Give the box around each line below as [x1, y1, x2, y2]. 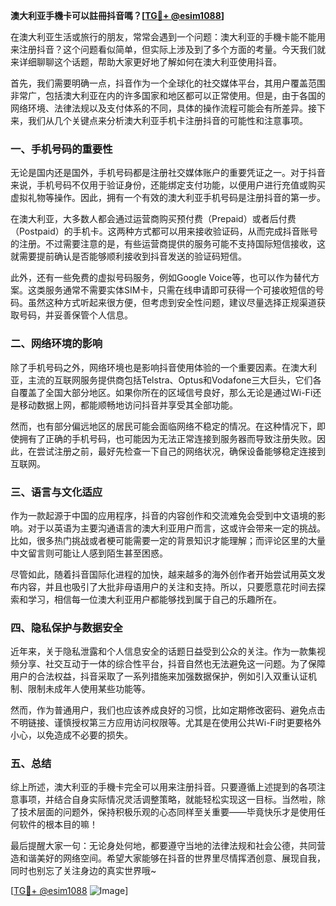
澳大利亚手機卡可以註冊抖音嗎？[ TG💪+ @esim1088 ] [10, 10, 225, 21]
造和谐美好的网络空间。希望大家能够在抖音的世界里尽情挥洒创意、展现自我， [10, 852, 326, 864]
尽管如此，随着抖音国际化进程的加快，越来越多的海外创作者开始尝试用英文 [10, 568, 317, 580]
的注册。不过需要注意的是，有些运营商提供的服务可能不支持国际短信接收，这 [10, 238, 326, 250]
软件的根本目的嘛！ [18, 819, 98, 831]
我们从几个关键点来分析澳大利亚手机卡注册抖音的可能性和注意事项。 [27, 115, 308, 126]
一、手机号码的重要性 [10, 142, 113, 156]
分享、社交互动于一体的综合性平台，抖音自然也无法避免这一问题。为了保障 [18, 658, 326, 670]
